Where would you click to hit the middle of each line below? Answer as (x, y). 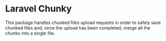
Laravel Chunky (38, 9)
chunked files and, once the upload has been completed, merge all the (78, 27)
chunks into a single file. (30, 33)
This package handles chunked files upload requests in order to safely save (83, 22)
